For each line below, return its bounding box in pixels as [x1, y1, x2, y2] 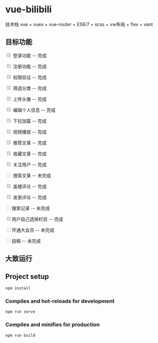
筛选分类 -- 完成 [12, 85, 47, 91]
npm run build [5, 333, 36, 338]
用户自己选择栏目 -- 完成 [12, 216, 63, 222]
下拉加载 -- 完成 [12, 118, 47, 124]
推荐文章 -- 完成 [12, 140, 47, 146]
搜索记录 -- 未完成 [12, 205, 50, 211]
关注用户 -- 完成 [12, 161, 47, 167]
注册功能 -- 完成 [12, 63, 47, 69]
